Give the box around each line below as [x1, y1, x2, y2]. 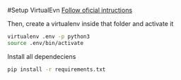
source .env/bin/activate [7, 39, 83, 46]
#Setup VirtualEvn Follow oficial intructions [7, 6, 133, 14]
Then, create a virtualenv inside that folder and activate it [7, 20, 174, 27]
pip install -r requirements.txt [7, 66, 106, 73]
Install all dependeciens [7, 52, 76, 60]
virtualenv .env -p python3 [7, 33, 90, 40]
